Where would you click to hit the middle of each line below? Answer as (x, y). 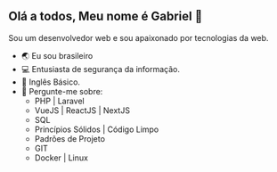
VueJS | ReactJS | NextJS (82, 110)
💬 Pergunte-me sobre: (62, 91)
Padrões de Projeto (70, 138)
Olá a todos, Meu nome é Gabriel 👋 (106, 16)
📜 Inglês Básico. (51, 82)
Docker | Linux (61, 158)
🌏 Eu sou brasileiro (57, 55)
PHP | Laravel (60, 101)
